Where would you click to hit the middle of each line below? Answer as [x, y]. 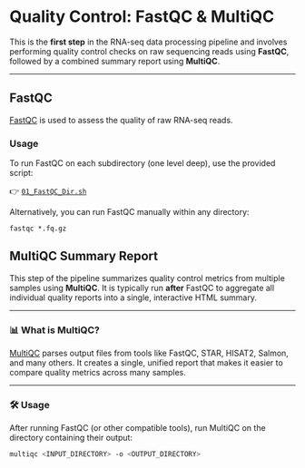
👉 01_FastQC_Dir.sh [48, 191]
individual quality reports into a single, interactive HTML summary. [133, 297]
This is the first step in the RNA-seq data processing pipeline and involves [148, 42]
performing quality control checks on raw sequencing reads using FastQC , [149, 51]
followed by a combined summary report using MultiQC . [115, 61]
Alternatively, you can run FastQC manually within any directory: [129, 212]
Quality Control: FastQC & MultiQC [142, 17]
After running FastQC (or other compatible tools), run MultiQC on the [138, 428]
